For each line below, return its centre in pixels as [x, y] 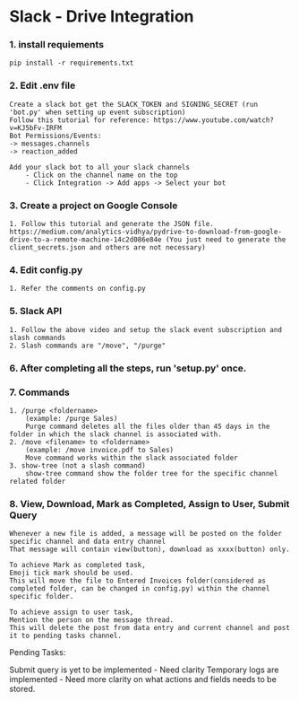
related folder [38, 481]
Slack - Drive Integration [102, 17]
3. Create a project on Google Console [94, 206]
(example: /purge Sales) [72, 418]
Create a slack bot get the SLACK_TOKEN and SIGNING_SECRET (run [133, 104]
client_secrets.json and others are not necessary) [107, 248]
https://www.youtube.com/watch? [214, 120]
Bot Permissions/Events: [56, 136]
